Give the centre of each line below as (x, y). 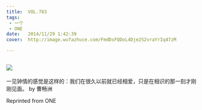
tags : (13, 17)
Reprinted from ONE (31, 100)
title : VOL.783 (27, 12)
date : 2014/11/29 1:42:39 (42, 34)
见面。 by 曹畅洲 (32, 88)
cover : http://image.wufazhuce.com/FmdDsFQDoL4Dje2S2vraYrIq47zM (91, 40)
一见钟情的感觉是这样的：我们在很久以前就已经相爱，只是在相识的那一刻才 (99, 81)
